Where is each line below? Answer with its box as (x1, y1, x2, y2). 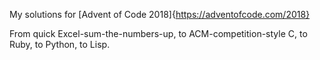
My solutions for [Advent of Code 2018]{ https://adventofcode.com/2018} (9, 9, 311, 20)
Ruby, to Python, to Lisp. (9, 39, 111, 50)
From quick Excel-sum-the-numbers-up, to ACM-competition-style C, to (9, 28, 308, 39)
